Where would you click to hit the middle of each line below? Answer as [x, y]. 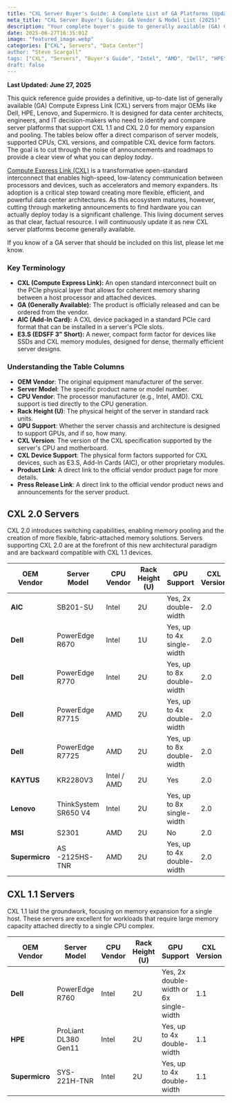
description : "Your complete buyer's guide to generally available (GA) [114, 26]
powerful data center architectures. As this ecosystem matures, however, [111, 200]
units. [25, 418]
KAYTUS [25, 780]
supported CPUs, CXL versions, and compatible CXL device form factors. [112, 142]
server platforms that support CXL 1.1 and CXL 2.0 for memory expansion [111, 127]
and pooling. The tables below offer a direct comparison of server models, [113, 135]
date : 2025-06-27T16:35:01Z [48, 33]
